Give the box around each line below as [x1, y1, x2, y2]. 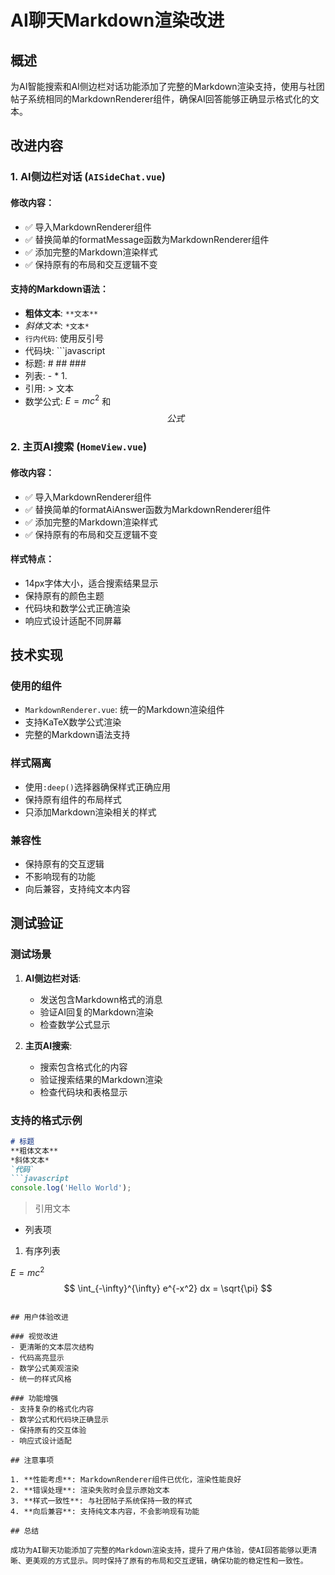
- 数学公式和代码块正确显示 [10, 1414, 110, 1425]
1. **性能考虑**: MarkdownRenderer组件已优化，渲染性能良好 [10, 1474, 242, 1485]
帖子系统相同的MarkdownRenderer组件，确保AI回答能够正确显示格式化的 [10, 93, 311, 105]
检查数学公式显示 [39, 1018, 111, 1030]
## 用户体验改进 [10, 1312, 69, 1322]
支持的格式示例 [10, 1113, 83, 1127]
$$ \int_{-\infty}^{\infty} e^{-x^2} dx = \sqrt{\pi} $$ [63, 1282, 273, 1294]
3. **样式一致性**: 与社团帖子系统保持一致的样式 [10, 1496, 193, 1506]
